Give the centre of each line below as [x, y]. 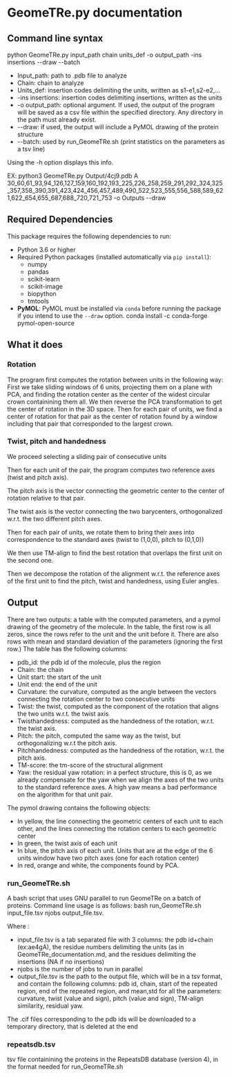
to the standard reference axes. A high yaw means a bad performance [117, 787]
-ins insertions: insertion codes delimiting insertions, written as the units [119, 97]
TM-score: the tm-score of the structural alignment [90, 765]
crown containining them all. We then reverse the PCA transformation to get [115, 402]
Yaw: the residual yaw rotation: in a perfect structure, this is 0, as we [115, 772]
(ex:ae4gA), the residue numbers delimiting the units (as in [100, 947]
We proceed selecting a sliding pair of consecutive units [87, 456]
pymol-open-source [46, 323]
